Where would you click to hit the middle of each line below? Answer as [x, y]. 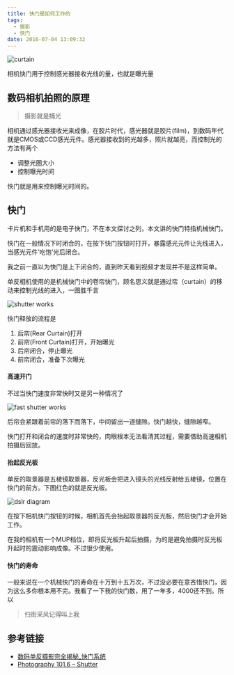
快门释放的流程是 [32, 318]
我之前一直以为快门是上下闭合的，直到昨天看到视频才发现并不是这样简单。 [114, 267]
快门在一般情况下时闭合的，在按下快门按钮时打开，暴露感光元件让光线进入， [117, 243]
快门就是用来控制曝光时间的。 [50, 186]
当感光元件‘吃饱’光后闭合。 [46, 252]
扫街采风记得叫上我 [52, 614]
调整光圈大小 [36, 162]
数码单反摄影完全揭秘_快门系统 [62, 657]
